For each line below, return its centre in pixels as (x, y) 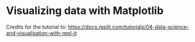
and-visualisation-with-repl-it (42, 33)
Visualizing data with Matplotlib (85, 11)
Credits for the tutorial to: (37, 27)
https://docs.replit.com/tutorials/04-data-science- (128, 27)
